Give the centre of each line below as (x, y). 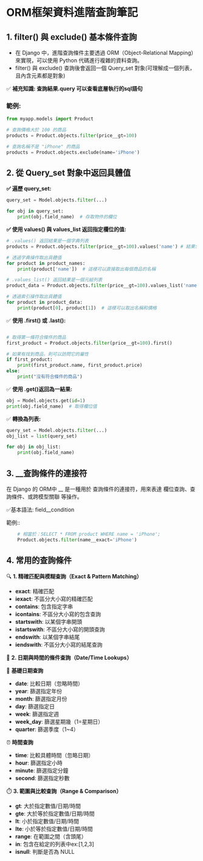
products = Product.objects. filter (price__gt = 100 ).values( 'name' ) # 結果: (102, 247)
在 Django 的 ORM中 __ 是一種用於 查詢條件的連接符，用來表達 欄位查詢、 (98, 489)
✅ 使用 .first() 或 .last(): (36, 320)
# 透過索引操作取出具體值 (34, 297)
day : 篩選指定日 (35, 706)
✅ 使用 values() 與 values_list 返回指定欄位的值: (66, 229)
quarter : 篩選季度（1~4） (47, 729)
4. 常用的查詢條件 (39, 560)
